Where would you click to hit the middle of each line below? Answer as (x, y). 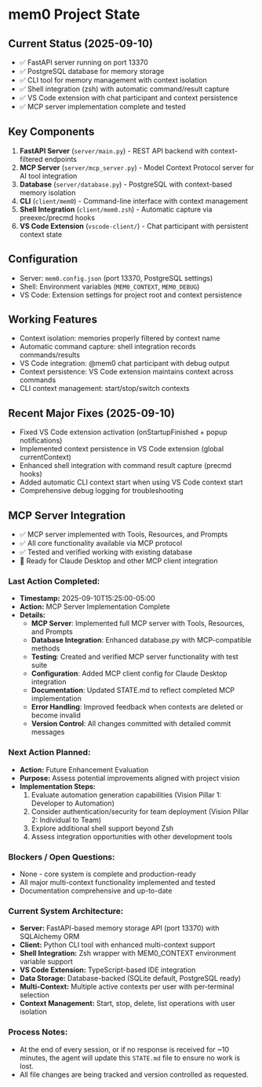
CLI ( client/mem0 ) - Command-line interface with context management (134, 201)
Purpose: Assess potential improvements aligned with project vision (130, 778)
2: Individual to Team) (66, 820)
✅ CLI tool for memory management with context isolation (113, 80)
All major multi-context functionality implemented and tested (117, 882)
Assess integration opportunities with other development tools (132, 836)
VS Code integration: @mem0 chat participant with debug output (124, 363)
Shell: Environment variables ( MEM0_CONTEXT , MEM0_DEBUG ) (109, 286)
